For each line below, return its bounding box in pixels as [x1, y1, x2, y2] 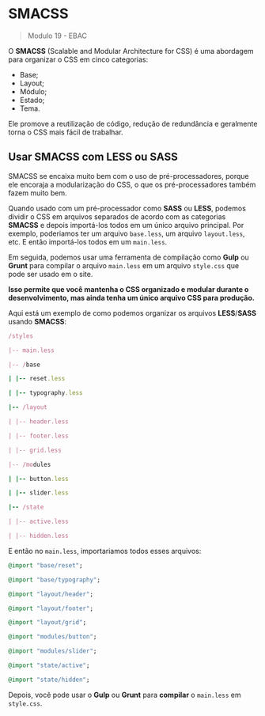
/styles [8, 331, 34, 340]
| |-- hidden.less [8, 532, 69, 540]
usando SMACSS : [8, 316, 67, 326]
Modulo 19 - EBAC [27, 31, 88, 40]
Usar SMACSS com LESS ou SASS [8, 150, 178, 164]
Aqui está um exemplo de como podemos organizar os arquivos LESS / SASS [8, 308, 257, 317]
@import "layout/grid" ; [8, 619, 87, 627]
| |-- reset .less [8, 375, 66, 383]
